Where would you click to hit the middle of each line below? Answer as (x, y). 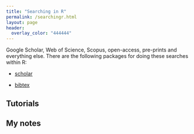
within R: (17, 63)
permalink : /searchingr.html (41, 17)
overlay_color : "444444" (41, 33)
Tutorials (22, 103)
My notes (24, 123)
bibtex (22, 85)
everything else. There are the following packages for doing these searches (97, 56)
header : (15, 28)
